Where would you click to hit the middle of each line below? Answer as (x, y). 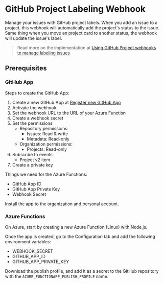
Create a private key (33, 165)
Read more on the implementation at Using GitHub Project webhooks (86, 47)
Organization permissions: (46, 144)
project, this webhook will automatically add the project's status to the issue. (82, 27)
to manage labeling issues (43, 53)
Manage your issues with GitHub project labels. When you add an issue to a (81, 23)
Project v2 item (35, 160)
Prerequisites (26, 68)
